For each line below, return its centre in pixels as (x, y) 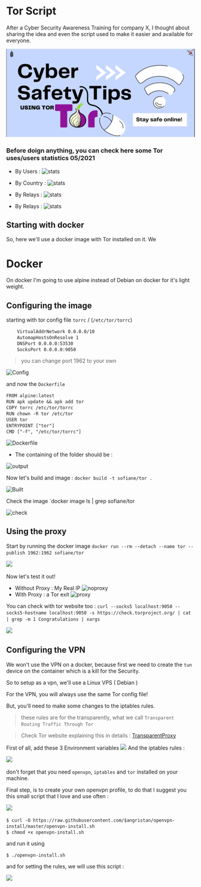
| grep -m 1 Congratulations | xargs (53, 619)
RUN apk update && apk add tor (45, 402)
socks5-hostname (26, 613)
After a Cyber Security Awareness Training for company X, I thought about (98, 28)
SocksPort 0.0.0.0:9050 (47, 350)
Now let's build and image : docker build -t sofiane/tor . (79, 478)
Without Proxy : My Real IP (48, 588)
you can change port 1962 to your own (68, 361)
